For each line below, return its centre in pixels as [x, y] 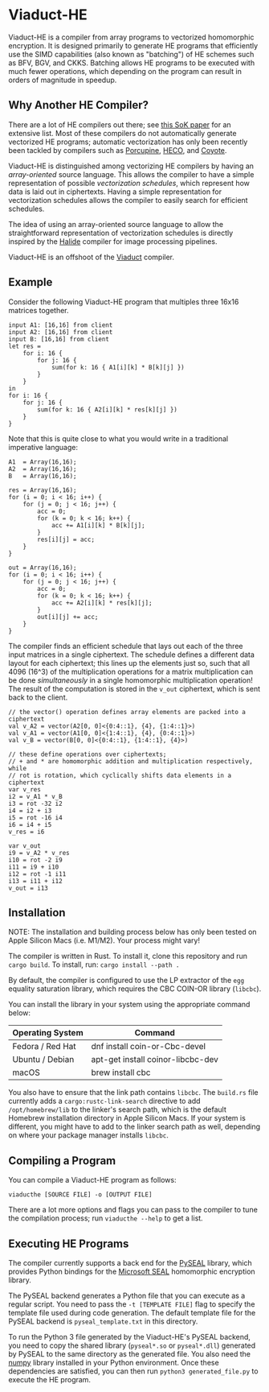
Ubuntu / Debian [43, 1059]
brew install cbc [121, 1072]
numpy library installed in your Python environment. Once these [114, 1363]
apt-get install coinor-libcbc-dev [155, 1059]
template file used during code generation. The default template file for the [132, 1313]
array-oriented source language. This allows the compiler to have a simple [131, 174]
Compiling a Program [62, 1161]
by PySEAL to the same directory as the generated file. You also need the [130, 1354]
